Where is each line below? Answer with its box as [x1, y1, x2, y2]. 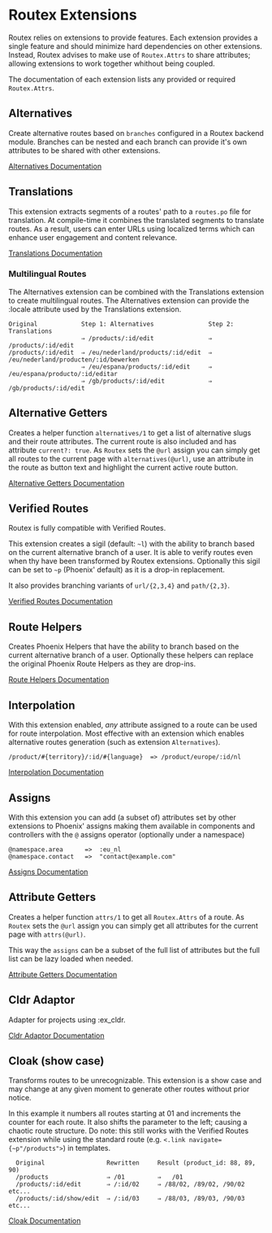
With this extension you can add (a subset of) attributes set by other [8, 812, 237, 822]
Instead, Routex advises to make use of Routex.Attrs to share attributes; [8, 50, 251, 59]
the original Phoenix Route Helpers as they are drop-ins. [8, 659, 196, 669]
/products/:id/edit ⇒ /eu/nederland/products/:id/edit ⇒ [8, 348, 213, 356]
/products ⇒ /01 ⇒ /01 [15, 1174, 183, 1182]
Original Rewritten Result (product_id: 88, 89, [15, 1159, 256, 1167]
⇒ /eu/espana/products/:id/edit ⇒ [80, 362, 213, 371]
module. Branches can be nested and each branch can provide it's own [8, 137, 248, 146]
